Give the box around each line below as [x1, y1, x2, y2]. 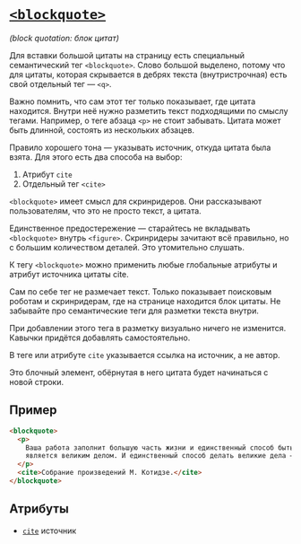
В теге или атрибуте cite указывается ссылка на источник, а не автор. [9, 349, 280, 360]
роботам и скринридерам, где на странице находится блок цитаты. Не [9, 295, 281, 306]
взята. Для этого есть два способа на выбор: [9, 151, 183, 162]
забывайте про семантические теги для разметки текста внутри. [9, 305, 260, 316]
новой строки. [9, 376, 64, 387]
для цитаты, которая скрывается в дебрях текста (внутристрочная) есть [9, 69, 288, 80]
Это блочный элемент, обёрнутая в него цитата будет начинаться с [9, 366, 269, 378]
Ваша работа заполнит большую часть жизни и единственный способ [25, 443, 275, 452]
